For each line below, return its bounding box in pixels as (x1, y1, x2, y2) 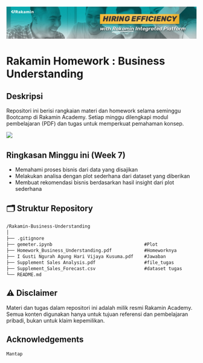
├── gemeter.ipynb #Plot (6, 241, 158, 248)
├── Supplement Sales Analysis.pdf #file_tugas (6, 259, 174, 266)
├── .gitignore (6, 235, 45, 242)
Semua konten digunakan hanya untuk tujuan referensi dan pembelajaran (6, 310, 188, 318)
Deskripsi (6, 91, 43, 101)
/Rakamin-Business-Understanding (6, 223, 91, 230)
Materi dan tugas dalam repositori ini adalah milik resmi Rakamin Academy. (6, 304, 193, 311)
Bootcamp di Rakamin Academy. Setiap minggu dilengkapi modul (6, 114, 169, 121)
